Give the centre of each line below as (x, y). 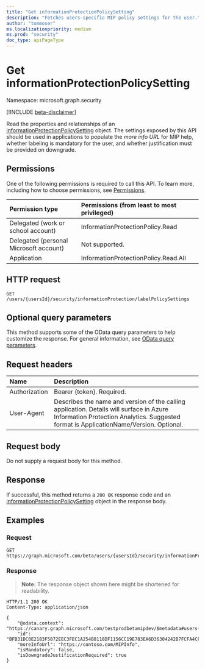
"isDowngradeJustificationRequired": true (72, 655)
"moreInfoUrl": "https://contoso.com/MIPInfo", (79, 644)
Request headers (40, 364)
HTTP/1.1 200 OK (27, 602)
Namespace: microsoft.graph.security (54, 100)
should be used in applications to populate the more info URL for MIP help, (100, 136)
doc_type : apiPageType (35, 40)
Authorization (29, 392)
